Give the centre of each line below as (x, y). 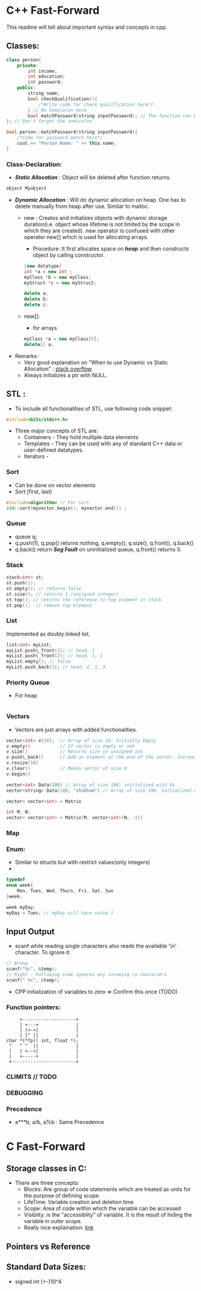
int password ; (45, 82)
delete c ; (36, 305)
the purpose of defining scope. (62, 1195)
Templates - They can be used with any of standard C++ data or (103, 444)
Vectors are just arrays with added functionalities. (76, 729)
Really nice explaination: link (59, 1228)
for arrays (45, 328)
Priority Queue (28, 682)
